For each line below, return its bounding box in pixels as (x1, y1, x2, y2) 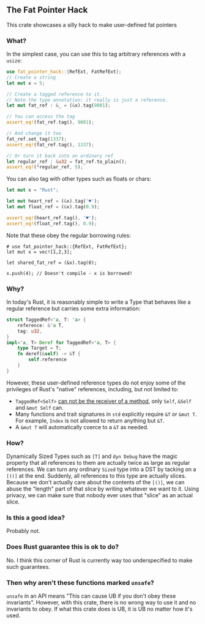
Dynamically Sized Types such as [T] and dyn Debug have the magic (6, 453, 178, 460)
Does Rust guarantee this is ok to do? (6, 543, 119, 551)
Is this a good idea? (6, 514, 65, 522)
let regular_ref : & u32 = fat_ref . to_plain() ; (6, 159, 127, 165)
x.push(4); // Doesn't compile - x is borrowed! (6, 270, 133, 276)
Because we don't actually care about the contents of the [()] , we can (6, 479, 185, 486)
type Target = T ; (17, 345, 62, 351)
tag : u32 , (17, 328, 43, 334)
